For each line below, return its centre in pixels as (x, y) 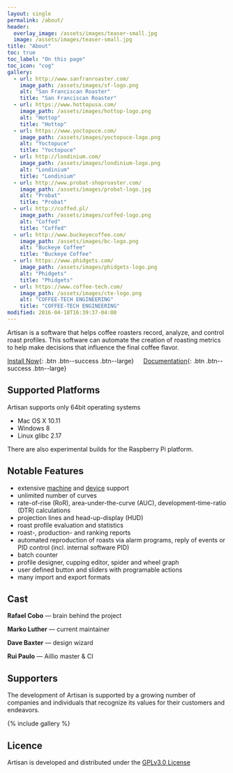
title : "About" (29, 46)
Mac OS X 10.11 (39, 421)
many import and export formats (64, 577)
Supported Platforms (54, 390)
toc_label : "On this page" (46, 59)
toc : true (22, 53)
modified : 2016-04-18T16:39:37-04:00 (62, 313)
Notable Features (45, 471)
